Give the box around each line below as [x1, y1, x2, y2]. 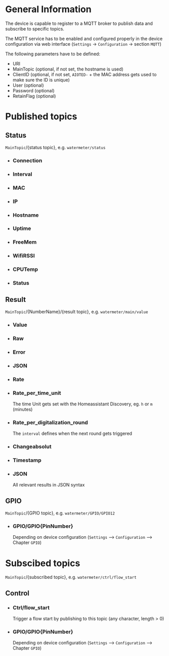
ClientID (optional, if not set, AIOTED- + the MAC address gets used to [12, 71, 157, 77]
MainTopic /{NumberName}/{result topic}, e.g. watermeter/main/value [5, 308, 148, 315]
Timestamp [12, 457, 41, 464]
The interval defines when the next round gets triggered [12, 430, 133, 437]
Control [5, 589, 29, 597]
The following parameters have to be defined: [5, 51, 100, 57]
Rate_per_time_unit [12, 389, 62, 396]
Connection [12, 157, 43, 164]
